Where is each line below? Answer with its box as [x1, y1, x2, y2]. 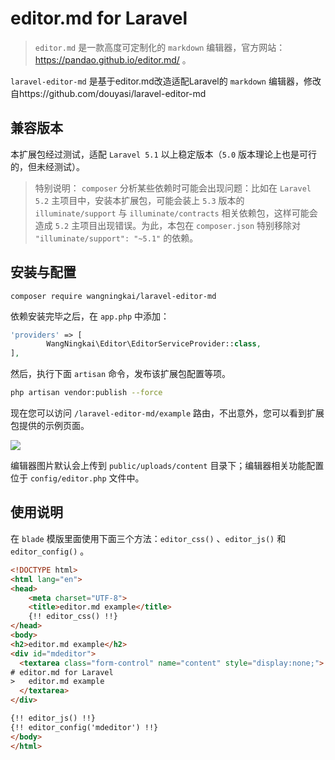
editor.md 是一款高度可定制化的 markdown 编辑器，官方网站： [34, 41, 286, 53]
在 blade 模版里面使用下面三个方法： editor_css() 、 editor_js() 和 [10, 532, 287, 544]
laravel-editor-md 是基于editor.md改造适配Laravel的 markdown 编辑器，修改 [10, 75, 322, 87]
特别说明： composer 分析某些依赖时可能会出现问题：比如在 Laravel [34, 182, 312, 194]
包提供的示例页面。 [10, 420, 90, 432]
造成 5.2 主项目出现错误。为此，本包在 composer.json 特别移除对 [34, 219, 302, 231]
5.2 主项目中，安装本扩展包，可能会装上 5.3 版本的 [34, 194, 245, 206]
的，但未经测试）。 [10, 160, 85, 172]
